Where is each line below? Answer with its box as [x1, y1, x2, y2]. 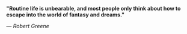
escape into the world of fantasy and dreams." [6, 11, 125, 18]
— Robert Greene [6, 23, 49, 29]
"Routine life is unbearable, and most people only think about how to [6, 5, 181, 12]
